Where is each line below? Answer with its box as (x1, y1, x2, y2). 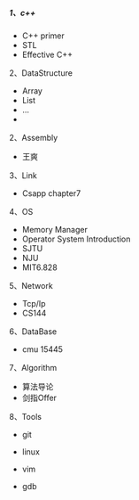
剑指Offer (21, 392, 58, 403)
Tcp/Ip (21, 298, 46, 308)
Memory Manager (21, 224, 89, 234)
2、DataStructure (9, 67, 73, 78)
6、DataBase (9, 325, 58, 337)
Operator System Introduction (21, 234, 131, 244)
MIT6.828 (21, 262, 58, 273)
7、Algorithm (9, 362, 58, 373)
